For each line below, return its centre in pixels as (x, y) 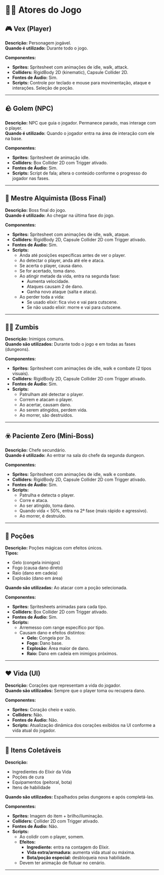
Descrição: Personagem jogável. (38, 43)
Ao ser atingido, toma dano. (47, 506)
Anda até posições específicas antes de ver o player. (72, 255)
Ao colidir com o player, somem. (52, 837)
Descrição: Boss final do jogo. (36, 210)
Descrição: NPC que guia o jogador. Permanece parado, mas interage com (81, 123)
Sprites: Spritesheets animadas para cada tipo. (60, 607)
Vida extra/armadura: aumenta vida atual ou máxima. (81, 852)
